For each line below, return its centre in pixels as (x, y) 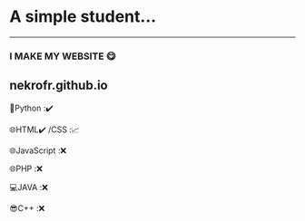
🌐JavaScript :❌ (38, 150)
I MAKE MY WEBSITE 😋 (63, 56)
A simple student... (83, 17)
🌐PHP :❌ (26, 168)
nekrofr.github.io (59, 86)
